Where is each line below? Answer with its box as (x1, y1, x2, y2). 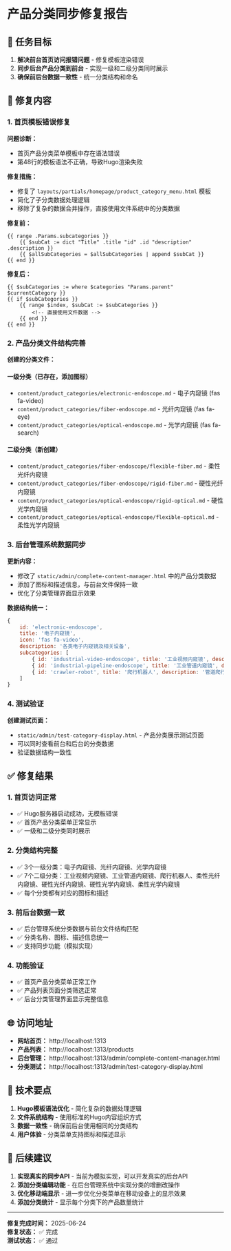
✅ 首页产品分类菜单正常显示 (16, 818, 97, 827)
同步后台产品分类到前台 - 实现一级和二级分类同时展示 (16, 64, 168, 72)
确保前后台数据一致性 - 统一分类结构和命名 (16, 73, 139, 81)
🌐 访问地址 (7, 1017, 53, 1029)
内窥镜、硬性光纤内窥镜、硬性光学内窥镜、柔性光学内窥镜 (16, 880, 180, 888)
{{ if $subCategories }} (7, 295, 78, 302)
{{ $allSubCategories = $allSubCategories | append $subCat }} (19, 250, 205, 257)
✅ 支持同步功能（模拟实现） (16, 941, 97, 949)
